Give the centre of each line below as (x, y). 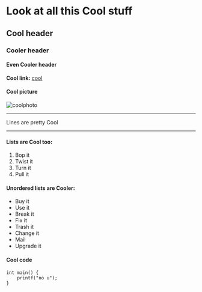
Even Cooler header (32, 65)
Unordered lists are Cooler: (41, 188)
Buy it (22, 201)
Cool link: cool (24, 78)
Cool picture (22, 92)
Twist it (24, 162)
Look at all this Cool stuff (69, 11)
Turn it (23, 168)
